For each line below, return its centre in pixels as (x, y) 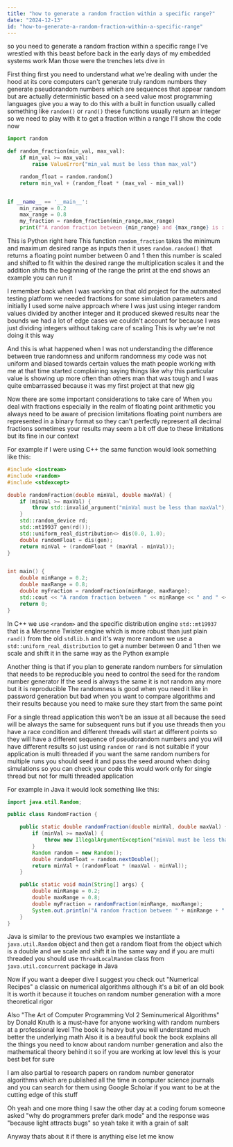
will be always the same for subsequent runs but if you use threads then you (116, 724)
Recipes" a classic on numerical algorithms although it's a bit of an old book (115, 987)
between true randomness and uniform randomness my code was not (107, 356)
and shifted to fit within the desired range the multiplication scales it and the (115, 263)
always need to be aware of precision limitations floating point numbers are (115, 414)
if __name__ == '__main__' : (48, 202)
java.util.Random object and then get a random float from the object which (114, 944)
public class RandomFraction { (52, 815)
